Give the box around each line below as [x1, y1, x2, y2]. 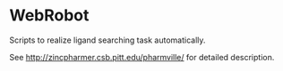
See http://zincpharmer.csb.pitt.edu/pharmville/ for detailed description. [9, 51, 275, 62]
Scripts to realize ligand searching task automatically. [9, 35, 206, 45]
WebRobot [9, 5, 90, 26]
